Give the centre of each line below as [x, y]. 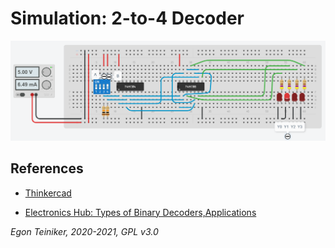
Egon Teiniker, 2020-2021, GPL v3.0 [84, 231]
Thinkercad [48, 193]
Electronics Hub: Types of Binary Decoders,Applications [140, 212]
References [47, 168]
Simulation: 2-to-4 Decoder [127, 18]
